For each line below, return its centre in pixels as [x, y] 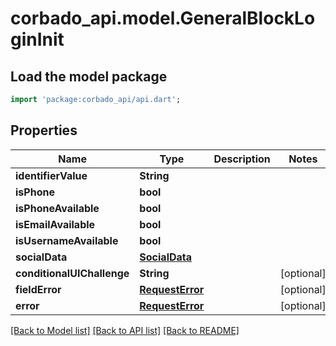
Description [242, 159]
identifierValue [51, 175]
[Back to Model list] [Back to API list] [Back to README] [125, 330]
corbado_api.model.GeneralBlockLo [163, 18]
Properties [44, 130]
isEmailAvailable [55, 224]
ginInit [37, 39]
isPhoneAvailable [57, 208]
